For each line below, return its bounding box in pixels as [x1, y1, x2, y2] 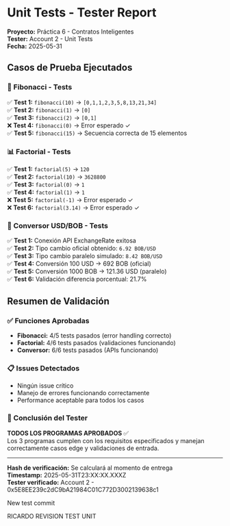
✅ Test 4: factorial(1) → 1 [7, 188, 86, 196]
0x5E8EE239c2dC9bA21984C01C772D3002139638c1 [7, 485, 159, 494]
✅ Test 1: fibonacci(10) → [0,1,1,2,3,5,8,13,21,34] [7, 98, 157, 106]
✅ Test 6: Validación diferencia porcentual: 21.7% [7, 275, 147, 284]
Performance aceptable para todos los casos [16, 396, 144, 405]
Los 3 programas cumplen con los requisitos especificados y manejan [7, 436, 205, 444]
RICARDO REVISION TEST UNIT [7, 512, 97, 520]
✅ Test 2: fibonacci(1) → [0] [7, 105, 91, 114]
